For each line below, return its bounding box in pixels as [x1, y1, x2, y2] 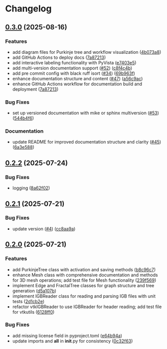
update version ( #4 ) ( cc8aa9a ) [12, 225, 76, 232]
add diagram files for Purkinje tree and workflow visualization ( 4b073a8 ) [12, 49, 162, 55]
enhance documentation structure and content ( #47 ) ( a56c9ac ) [12, 75, 143, 81]
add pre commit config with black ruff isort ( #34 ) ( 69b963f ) [12, 70, 136, 76]
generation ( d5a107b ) [12, 288, 56, 294]
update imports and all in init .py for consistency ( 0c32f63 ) [12, 338, 133, 344]
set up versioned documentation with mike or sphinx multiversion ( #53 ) [12, 110, 160, 116]
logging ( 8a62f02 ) [12, 185, 50, 191]
